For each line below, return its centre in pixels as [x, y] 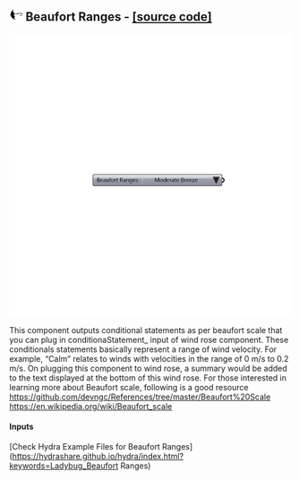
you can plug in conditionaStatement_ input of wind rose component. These [149, 339]
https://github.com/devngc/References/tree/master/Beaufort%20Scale [140, 397]
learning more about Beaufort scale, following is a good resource [129, 387]
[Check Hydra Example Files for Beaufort [85, 447]
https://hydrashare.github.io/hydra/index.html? [98, 457]
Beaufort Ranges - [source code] [119, 17]
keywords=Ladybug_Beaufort [64, 466]
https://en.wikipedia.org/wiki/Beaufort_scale [91, 406]
